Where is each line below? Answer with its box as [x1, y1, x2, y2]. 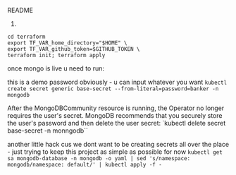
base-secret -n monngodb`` [7, 126, 88, 135]
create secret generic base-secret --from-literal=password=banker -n [7, 85, 219, 92]
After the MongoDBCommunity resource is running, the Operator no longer [7, 104, 225, 112]
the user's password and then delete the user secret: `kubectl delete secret [7, 119, 226, 127]
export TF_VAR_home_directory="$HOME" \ [7, 40, 128, 47]
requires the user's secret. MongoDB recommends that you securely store [7, 111, 223, 119]
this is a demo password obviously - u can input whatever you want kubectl [7, 78, 228, 86]
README [7, 6, 34, 14]
